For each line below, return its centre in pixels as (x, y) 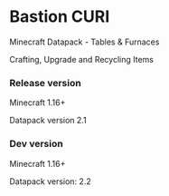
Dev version (36, 144)
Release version (45, 83)
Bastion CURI (60, 17)
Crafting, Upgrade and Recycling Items (81, 59)
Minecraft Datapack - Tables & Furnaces (84, 42)
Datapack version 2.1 (48, 121)
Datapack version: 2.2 (51, 181)
